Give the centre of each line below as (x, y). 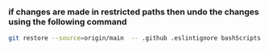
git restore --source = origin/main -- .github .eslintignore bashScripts (135, 38)
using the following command (68, 21)
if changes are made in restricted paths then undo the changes (134, 12)
